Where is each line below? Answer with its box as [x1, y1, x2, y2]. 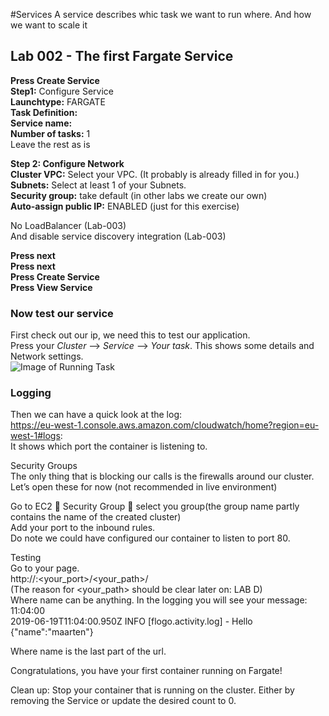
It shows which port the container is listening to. [10, 440, 208, 453]
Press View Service [10, 281, 93, 293]
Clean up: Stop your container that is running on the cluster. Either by [10, 684, 295, 696]
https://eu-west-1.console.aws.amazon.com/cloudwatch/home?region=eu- [10, 419, 320, 431]
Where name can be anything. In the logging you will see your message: [10, 594, 308, 606]
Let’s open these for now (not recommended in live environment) [10, 481, 278, 493]
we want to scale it [10, 19, 88, 31]
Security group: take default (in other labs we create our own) [10, 189, 268, 201]
